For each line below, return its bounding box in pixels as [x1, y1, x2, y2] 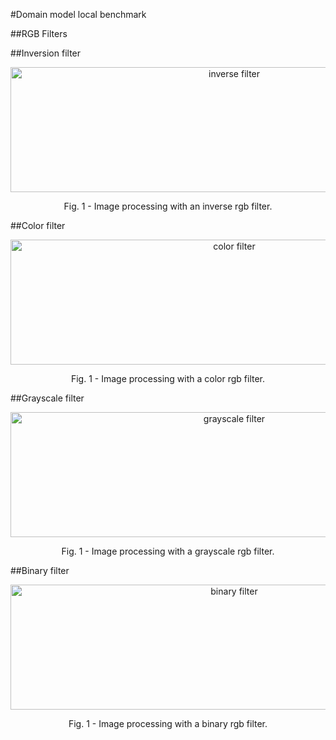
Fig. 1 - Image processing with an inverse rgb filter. [63, 200, 273, 212]
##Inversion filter [10, 47, 82, 59]
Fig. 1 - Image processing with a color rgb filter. [70, 373, 266, 384]
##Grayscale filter [10, 392, 85, 404]
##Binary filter [10, 565, 70, 576]
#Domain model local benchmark [10, 9, 147, 20]
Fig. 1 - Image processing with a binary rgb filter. [68, 718, 268, 729]
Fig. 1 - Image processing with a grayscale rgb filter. [61, 545, 275, 557]
